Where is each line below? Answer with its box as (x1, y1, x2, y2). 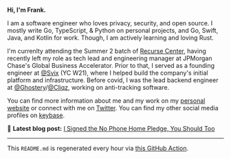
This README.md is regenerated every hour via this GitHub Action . (7, 144, 189, 152)
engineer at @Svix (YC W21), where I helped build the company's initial (7, 69, 208, 77)
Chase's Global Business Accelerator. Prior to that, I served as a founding (7, 62, 215, 69)
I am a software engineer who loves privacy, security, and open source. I (7, 19, 213, 27)
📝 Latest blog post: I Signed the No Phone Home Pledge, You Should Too (7, 125, 215, 132)
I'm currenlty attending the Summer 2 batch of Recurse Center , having (7, 47, 206, 55)
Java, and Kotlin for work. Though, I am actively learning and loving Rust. (7, 34, 214, 42)
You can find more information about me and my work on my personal (7, 97, 206, 105)
